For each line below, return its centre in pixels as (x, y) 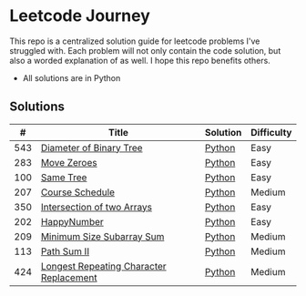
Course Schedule (78, 192)
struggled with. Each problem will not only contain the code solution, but (145, 50)
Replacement (69, 277)
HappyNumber (72, 221)
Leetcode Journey (80, 16)
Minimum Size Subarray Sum (102, 236)
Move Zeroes (69, 162)
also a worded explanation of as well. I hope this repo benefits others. (140, 60)
